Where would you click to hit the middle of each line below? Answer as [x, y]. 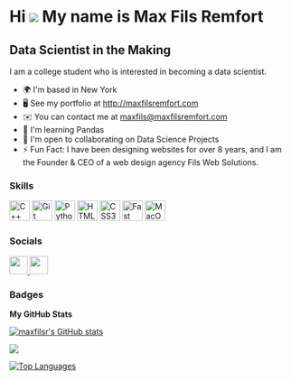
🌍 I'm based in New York [70, 89]
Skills [22, 185]
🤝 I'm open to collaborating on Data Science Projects [121, 139]
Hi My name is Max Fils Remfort [136, 17]
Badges [26, 294]
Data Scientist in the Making [90, 50]
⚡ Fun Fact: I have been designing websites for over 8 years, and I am [152, 149]
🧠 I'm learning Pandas [63, 130]
